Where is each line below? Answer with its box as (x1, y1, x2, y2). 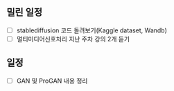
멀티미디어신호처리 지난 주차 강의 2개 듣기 (16, 34, 130, 43)
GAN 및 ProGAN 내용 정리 (16, 77, 88, 85)
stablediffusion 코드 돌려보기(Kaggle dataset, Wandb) (16, 26, 168, 34)
